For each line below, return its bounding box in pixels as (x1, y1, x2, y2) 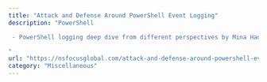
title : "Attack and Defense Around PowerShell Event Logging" (8, 11, 219, 20)
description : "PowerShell (8, 19, 94, 27)
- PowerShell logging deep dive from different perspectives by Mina (11, 33, 247, 41)
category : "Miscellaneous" (8, 62, 98, 70)
